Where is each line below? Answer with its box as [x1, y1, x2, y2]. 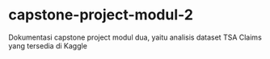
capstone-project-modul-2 [8, 6, 194, 24]
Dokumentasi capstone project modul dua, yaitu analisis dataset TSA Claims [8, 32, 263, 42]
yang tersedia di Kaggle [8, 40, 87, 50]
